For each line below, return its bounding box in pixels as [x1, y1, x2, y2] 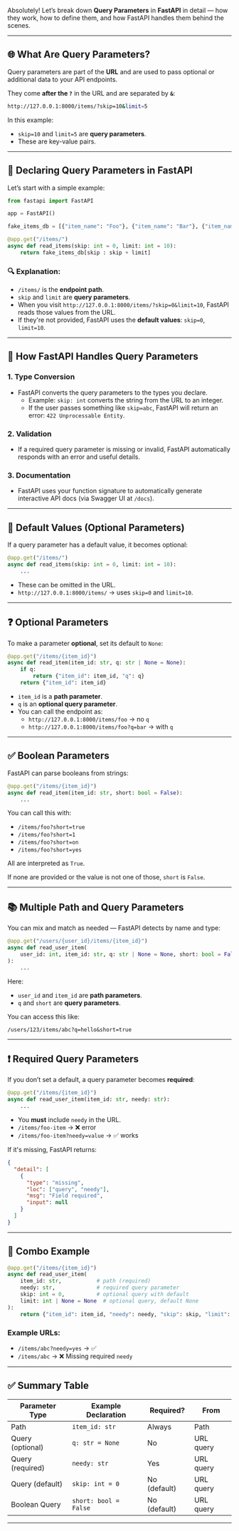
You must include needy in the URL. [17, 1116, 121, 1124]
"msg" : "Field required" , [26, 1192, 103, 1200]
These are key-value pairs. [17, 137, 96, 146]
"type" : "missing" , [26, 1179, 84, 1186]
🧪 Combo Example [7, 1245, 90, 1258]
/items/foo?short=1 [17, 832, 76, 839]
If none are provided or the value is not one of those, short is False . [7, 873, 206, 881]
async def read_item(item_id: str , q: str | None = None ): [7, 660, 186, 667]
